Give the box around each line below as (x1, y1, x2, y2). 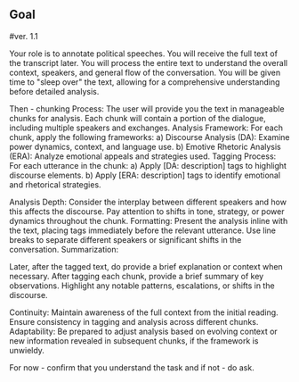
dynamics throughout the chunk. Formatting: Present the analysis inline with (9, 215, 288, 226)
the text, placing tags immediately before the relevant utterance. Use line (9, 225, 276, 236)
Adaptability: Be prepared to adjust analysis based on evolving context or (9, 326, 278, 336)
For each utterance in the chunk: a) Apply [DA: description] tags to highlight (9, 160, 287, 170)
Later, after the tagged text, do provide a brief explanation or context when (9, 261, 283, 271)
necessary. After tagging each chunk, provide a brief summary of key (9, 270, 264, 281)
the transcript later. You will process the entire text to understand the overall (9, 57, 287, 68)
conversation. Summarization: (9, 244, 119, 254)
